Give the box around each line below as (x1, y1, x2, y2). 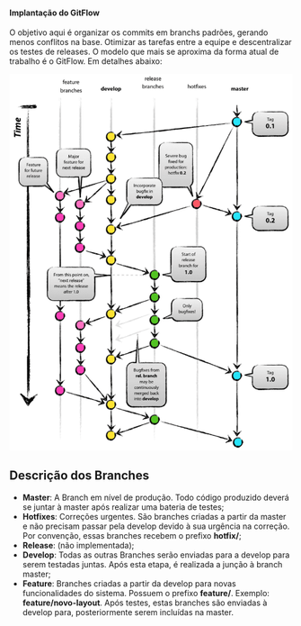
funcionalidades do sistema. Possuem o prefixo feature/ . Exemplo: (22, 587, 270, 598)
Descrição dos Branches (9, 468, 150, 484)
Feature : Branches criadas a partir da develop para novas (22, 577, 236, 589)
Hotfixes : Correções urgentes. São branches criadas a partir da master (22, 511, 287, 522)
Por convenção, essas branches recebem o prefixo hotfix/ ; (22, 530, 242, 540)
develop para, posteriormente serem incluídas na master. (22, 606, 234, 617)
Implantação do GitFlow (9, 7, 101, 18)
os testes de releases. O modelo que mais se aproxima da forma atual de (9, 46, 279, 58)
